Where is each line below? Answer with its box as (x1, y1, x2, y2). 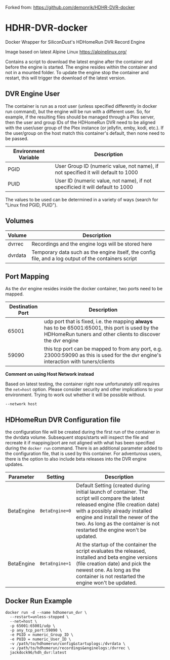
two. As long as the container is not (75, 520, 160, 527)
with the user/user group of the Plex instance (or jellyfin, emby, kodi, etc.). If (5, 125, 164, 131)
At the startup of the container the (75, 541, 157, 548)
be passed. (5, 135, 29, 141)
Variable (18, 154, 39, 161)
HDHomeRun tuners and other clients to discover (44, 331, 160, 338)
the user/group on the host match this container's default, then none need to (5, 130, 165, 136)
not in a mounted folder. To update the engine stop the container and (5, 69, 149, 75)
